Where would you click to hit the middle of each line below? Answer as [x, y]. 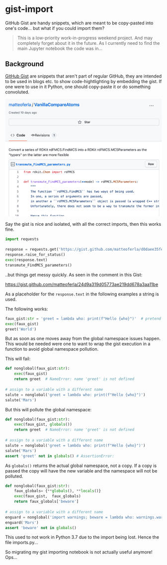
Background [24, 64]
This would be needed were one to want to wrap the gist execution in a [78, 344]
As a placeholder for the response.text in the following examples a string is [82, 294]
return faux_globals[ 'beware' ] [46, 502]
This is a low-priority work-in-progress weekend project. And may [85, 38]
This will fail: [18, 359]
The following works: [27, 309]
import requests [22, 239]
